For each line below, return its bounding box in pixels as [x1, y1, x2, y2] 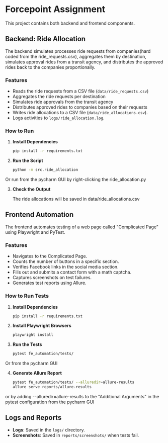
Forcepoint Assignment [5, 4, 106, 15]
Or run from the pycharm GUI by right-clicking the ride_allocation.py [5, 176, 146, 183]
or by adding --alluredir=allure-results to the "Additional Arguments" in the [5, 393, 159, 399]
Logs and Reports [5, 413, 62, 422]
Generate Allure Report [12, 370, 62, 376]
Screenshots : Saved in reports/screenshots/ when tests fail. [12, 432, 139, 438]
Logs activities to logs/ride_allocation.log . [12, 115, 105, 121]
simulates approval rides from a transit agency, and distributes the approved [5, 59, 163, 65]
